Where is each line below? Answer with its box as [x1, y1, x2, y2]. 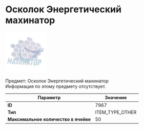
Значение [105, 95, 127, 101]
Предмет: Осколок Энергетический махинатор [5, 78, 109, 84]
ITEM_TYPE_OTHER [95, 109, 137, 115]
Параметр [37, 95, 61, 101]
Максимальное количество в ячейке [7, 116, 91, 122]
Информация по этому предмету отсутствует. [5, 83, 106, 89]
